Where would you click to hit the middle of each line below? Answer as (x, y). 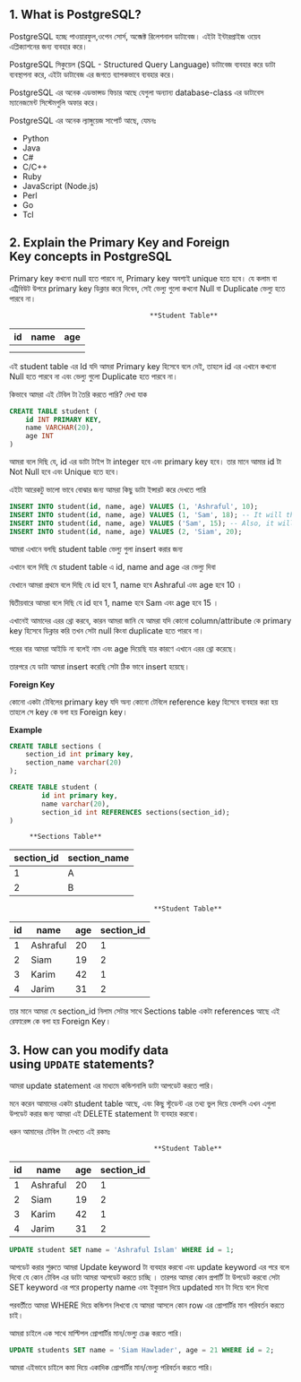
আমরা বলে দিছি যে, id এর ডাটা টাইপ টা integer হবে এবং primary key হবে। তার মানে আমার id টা (146, 462)
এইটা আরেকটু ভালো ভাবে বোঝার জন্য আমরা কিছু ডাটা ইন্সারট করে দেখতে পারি (107, 489)
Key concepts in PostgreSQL (90, 257)
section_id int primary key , (80, 755)
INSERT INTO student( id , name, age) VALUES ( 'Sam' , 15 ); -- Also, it (142, 523)
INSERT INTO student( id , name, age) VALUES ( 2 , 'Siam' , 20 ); (126, 531)
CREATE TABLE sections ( (56, 746)
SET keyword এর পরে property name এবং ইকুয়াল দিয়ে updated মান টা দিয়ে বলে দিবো (139, 1287)
